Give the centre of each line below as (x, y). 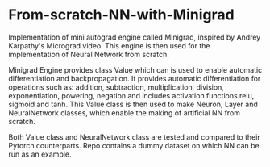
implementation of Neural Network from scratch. (89, 54)
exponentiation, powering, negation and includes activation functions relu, (131, 95)
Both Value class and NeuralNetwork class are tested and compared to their (134, 137)
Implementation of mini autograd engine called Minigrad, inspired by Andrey (135, 37)
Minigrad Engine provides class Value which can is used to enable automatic (135, 69)
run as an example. (40, 154)
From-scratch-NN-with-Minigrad (122, 15)
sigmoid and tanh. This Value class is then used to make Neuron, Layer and (133, 104)
